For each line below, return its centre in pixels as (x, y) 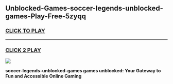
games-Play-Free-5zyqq (46, 17)
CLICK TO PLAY (25, 31)
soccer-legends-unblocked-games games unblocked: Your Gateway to (83, 70)
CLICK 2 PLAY (23, 50)
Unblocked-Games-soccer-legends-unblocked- (84, 8)
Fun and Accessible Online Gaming (44, 76)
